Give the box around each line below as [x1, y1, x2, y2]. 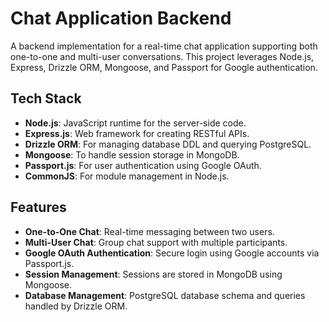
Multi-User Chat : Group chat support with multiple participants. [24, 236, 288, 248]
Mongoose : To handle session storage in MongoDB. [24, 148, 240, 161]
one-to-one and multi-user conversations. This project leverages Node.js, [10, 50, 315, 62]
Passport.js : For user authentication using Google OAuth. [24, 159, 262, 171]
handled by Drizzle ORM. [24, 300, 128, 312]
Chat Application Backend [10, 7, 232, 30]
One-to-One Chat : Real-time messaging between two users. [24, 225, 275, 237]
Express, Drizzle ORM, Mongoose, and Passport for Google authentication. [10, 61, 318, 73]
